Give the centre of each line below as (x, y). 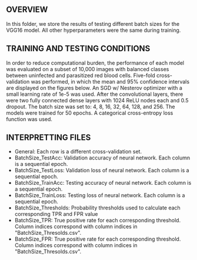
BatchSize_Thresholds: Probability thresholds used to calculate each (97, 208)
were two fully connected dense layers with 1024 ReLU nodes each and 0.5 (98, 100)
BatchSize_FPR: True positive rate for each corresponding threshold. (98, 239)
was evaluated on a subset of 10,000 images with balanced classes (88, 69)
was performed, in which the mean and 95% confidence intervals (110, 81)
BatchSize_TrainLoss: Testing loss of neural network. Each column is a (100, 195)
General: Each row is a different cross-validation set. (78, 152)
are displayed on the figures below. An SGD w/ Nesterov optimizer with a (94, 88)
